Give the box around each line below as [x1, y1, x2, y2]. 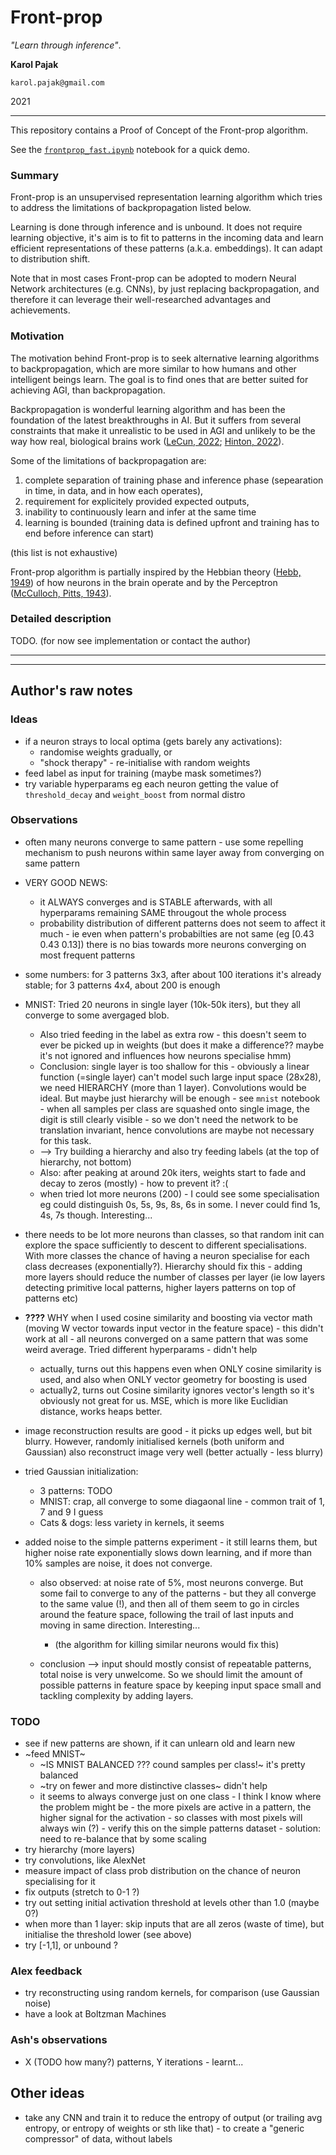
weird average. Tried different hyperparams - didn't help [24, 1343, 258, 1355]
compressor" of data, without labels [24, 2132, 173, 2145]
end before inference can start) [24, 527, 155, 539]
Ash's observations [10, 2033, 108, 2047]
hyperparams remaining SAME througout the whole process [39, 906, 287, 918]
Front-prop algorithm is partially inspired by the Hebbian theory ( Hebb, [10, 566, 302, 578]
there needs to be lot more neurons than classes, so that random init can [24, 1228, 325, 1240]
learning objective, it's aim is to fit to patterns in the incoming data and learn [10, 232, 324, 244]
